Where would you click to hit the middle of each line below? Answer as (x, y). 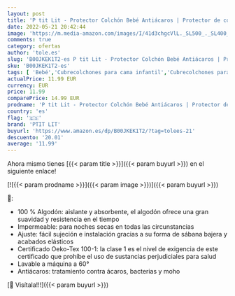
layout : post (26, 14)
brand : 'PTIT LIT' (34, 124)
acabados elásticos (45, 241)
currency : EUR (28, 85)
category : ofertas (34, 46)
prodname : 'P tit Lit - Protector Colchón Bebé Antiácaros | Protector (114, 105)
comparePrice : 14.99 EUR (43, 99)
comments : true (29, 40)
